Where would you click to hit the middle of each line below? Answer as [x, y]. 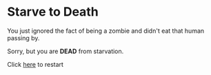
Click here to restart [36, 64]
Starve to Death [53, 12]
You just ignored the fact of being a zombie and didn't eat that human [106, 31]
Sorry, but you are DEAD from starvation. [66, 51]
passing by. [23, 37]
